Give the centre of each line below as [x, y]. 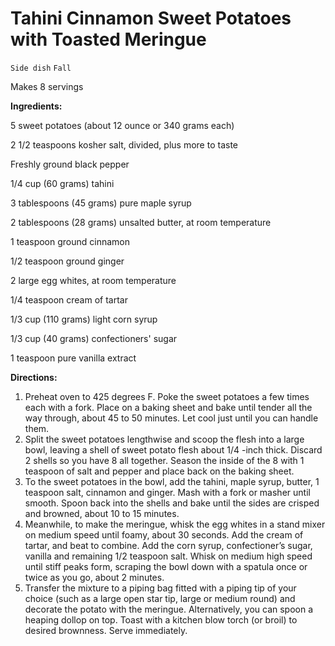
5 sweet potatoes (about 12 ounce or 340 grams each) [122, 125]
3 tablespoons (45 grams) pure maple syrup [101, 203]
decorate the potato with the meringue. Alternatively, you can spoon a [169, 609]
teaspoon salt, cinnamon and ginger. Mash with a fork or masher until [167, 492]
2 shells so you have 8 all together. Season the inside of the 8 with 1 [164, 460]
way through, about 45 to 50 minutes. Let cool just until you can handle [171, 418]
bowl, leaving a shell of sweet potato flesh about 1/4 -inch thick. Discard [173, 449]
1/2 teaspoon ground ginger [67, 261]
